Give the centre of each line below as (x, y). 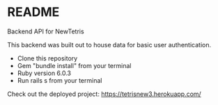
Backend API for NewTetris (46, 31)
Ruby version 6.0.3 (44, 73)
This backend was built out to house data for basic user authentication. (109, 45)
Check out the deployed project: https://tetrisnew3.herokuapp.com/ (104, 94)
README (33, 12)
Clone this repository (47, 58)
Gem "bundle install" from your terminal (74, 65)
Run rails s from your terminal (60, 80)
